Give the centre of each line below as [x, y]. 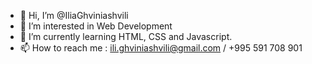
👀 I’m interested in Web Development [96, 26]
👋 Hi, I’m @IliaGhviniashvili [74, 15]
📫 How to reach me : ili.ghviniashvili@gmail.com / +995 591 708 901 [161, 48]
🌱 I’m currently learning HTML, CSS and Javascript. [126, 36]
